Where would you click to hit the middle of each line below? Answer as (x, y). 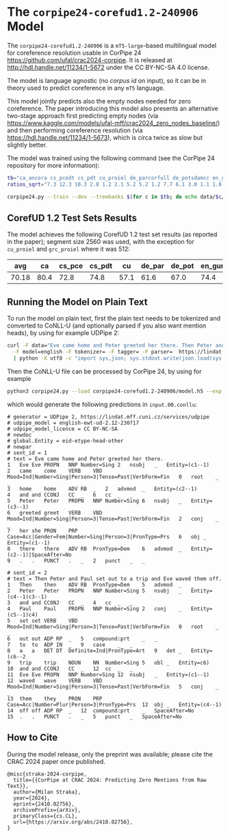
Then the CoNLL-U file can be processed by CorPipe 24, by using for (104, 371)
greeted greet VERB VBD (61, 513)
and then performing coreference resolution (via (75, 130)
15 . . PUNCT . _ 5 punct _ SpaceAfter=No (95, 717)
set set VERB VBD (49, 621)
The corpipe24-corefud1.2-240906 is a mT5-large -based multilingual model (112, 45)
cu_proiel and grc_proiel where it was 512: (68, 249)
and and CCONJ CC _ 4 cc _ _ (76, 603)
